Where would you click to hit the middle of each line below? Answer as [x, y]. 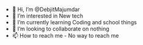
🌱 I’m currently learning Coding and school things [75, 22]
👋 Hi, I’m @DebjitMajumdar [46, 9]
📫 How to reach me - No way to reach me [65, 36]
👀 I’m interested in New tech [48, 16]
